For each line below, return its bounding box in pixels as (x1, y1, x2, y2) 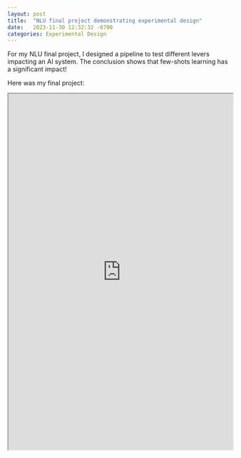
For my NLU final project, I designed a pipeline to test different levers (7, 50, 210, 58)
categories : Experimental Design (7, 30, 107, 38)
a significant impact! (7, 65, 68, 73)
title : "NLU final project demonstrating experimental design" (7, 17, 202, 24)
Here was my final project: (7, 79, 85, 88)
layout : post (7, 10, 46, 18)
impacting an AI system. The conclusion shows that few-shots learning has (7, 58, 228, 66)
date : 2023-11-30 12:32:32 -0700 (7, 24, 113, 31)
